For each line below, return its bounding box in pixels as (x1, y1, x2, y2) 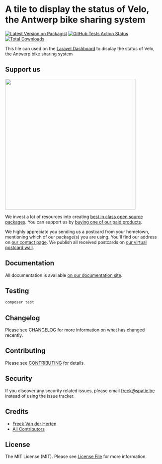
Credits (5, 408, 29, 416)
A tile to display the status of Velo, (5, 3, 149, 15)
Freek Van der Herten (12, 421, 57, 427)
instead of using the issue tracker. (5, 393, 75, 399)
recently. (5, 332, 23, 338)
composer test (5, 300, 35, 305)
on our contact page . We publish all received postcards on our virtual (5, 239, 147, 245)
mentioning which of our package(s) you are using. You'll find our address (5, 233, 157, 240)
